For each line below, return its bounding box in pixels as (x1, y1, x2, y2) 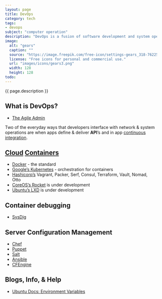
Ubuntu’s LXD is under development (12, 187, 84, 193)
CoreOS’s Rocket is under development (12, 182, 90, 188)
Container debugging (5, 201, 71, 209)
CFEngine (12, 262, 32, 267)
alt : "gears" (9, 43, 36, 48)
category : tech (5, 16, 36, 21)
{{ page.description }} (5, 88, 49, 94)
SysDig (12, 214, 27, 220)
